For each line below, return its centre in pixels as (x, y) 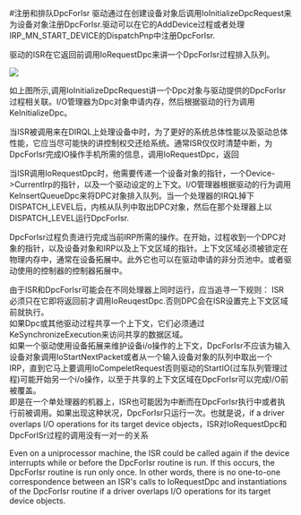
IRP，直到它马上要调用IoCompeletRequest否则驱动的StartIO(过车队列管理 (145, 368)
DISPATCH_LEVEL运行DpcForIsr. (69, 218)
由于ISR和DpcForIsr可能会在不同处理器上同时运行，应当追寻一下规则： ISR (147, 290)
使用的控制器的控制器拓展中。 (72, 270)
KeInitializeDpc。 (41, 113)
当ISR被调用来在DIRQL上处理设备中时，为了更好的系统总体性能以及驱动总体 (149, 132)
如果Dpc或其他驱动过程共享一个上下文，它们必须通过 (107, 323)
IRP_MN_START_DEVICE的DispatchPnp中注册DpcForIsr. (112, 35)
